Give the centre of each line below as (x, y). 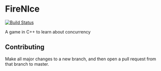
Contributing (25, 47)
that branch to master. (27, 64)
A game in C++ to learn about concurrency (48, 32)
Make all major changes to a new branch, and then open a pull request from (81, 59)
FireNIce (22, 9)
